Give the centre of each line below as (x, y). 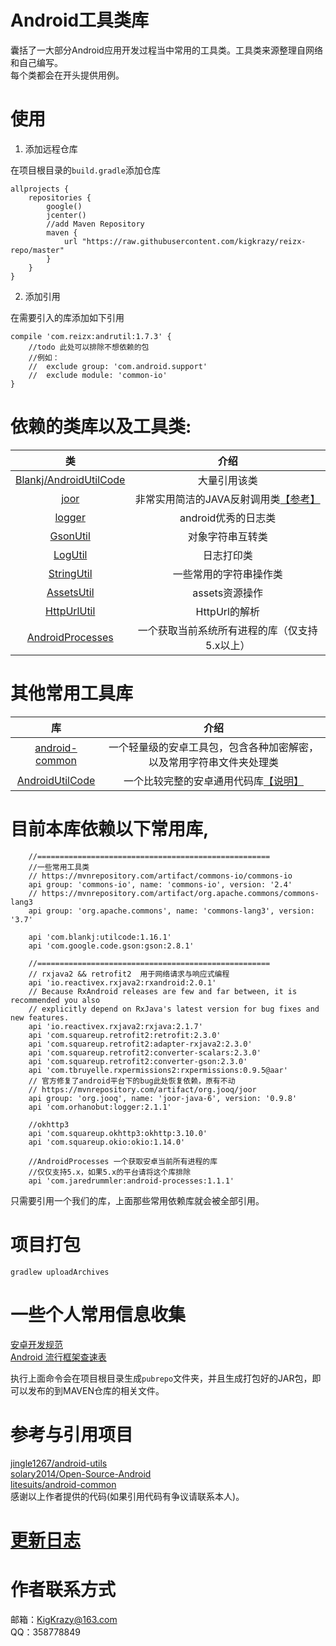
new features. (40, 1017)
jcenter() (66, 215)
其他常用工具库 (72, 693)
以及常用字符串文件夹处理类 (213, 762)
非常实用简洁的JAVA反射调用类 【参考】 (227, 499)
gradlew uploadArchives (60, 1272)
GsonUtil (70, 536)
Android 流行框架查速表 (58, 1357)
